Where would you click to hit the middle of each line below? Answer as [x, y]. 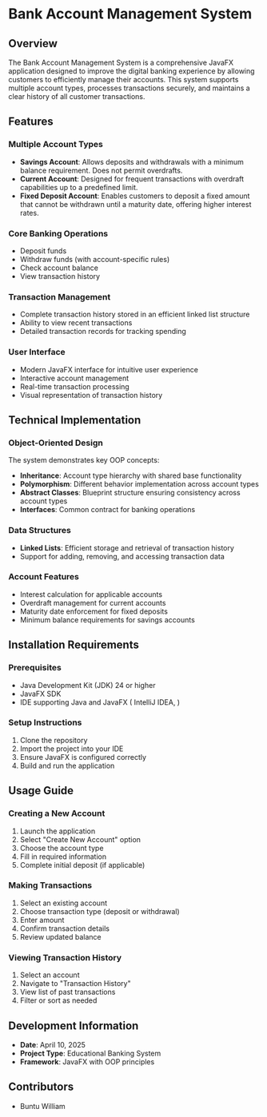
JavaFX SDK [40, 694]
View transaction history [60, 276]
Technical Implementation [75, 420]
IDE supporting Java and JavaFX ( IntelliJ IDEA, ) [100, 702]
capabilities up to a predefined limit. [79, 187]
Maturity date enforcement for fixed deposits [94, 611]
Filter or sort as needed [58, 1000]
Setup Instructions [45, 722]
